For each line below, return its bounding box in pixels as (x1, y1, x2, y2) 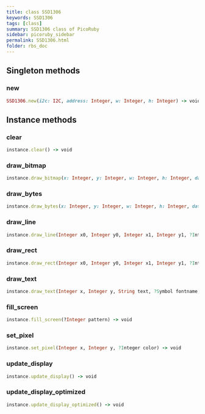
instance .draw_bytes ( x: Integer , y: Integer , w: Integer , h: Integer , (6, 203, 190, 209)
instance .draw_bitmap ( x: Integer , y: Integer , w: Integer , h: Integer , (6, 175, 192, 181)
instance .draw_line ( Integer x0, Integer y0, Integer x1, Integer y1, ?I (6, 231, 195, 238)
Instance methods (6, 114, 77, 125)
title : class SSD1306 (6, 9, 62, 15)
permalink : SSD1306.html (6, 37, 70, 43)
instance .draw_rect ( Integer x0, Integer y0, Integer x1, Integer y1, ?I (6, 260, 195, 266)
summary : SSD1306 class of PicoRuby (6, 26, 99, 32)
